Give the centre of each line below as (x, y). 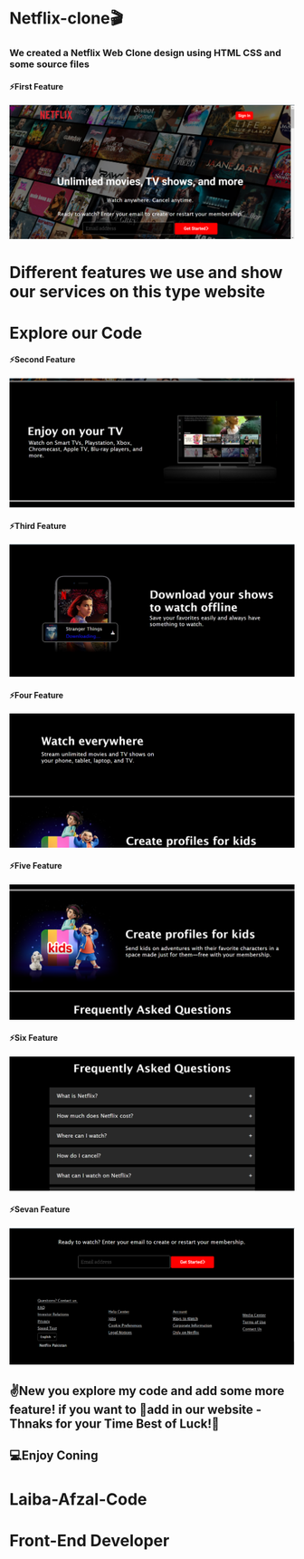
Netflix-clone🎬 (66, 19)
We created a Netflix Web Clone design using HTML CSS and (146, 53)
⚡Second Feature (43, 360)
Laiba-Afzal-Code (78, 1499)
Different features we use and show (146, 273)
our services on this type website (137, 292)
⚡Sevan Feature (40, 1209)
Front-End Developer (90, 1540)
